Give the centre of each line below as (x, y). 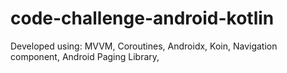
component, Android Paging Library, (85, 56)
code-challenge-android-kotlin (142, 18)
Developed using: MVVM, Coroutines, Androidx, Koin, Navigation (144, 46)
